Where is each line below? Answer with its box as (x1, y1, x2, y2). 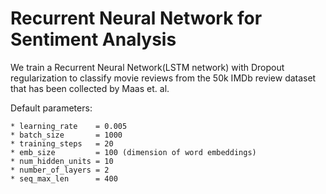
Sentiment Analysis (10, 28, 177, 51)
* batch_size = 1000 (10, 130, 123, 140)
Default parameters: (10, 102, 93, 114)
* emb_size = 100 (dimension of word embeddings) (10, 147, 257, 157)
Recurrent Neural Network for (10, 7, 263, 30)
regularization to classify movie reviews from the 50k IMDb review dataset (10, 72, 317, 84)
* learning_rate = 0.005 (10, 121, 128, 131)
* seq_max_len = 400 (10, 173, 118, 184)
